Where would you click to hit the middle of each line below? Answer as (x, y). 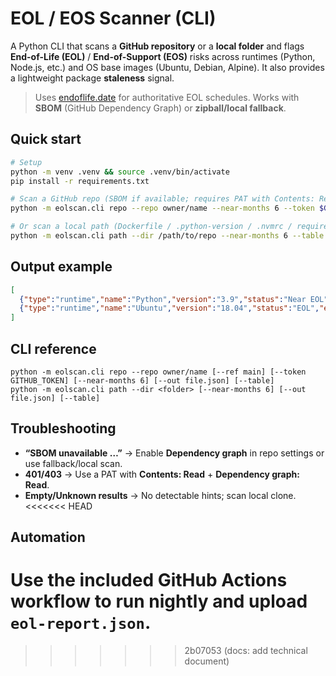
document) (207, 661)
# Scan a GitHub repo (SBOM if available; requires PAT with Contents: (162, 199)
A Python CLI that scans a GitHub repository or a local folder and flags (157, 46)
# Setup (26, 162)
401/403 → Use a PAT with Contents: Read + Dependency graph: (162, 474)
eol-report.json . (81, 623)
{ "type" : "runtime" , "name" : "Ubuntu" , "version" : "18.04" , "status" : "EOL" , (169, 308)
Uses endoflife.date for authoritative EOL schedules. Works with (167, 97)
